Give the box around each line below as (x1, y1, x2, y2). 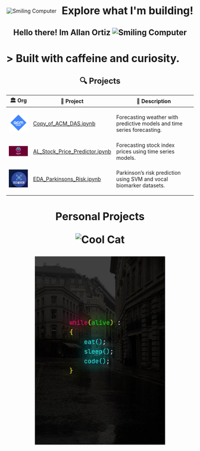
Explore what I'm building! (61, 4, 193, 17)
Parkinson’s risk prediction (115, 169, 181, 176)
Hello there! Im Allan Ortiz (13, 27, 111, 38)
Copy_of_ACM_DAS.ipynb (33, 120, 96, 127)
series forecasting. (115, 126, 162, 133)
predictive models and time (115, 120, 183, 127)
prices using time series (115, 148, 175, 155)
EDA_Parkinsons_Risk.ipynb (33, 175, 101, 183)
